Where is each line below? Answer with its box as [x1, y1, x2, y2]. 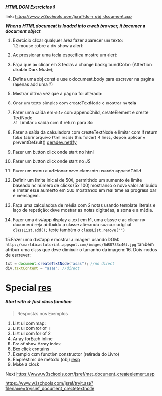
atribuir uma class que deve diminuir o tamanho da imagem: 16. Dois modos [5, 247, 157, 252]
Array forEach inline [12, 335, 53, 342]
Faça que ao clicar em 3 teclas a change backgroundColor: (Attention [12, 62, 152, 67]
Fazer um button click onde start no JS [12, 158, 90, 164]
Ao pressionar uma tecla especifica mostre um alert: [12, 52, 118, 58]
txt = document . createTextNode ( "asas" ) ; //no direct [5, 261, 115, 266]
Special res [5, 282, 52, 293]
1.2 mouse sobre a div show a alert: [12, 43, 84, 48]
